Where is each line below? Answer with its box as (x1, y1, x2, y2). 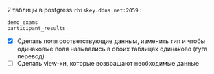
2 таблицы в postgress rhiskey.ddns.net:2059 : (7, 6, 142, 14)
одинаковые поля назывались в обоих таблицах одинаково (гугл (16, 45, 208, 53)
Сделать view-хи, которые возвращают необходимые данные (16, 60, 200, 68)
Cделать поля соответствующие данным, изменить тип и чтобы (16, 37, 206, 45)
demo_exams (7, 19, 38, 26)
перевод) (16, 52, 45, 60)
